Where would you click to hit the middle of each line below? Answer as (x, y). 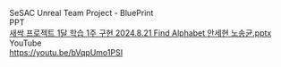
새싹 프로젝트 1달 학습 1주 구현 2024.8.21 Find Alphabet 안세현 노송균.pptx (140, 33)
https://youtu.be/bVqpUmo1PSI (66, 52)
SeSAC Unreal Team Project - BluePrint (81, 13)
